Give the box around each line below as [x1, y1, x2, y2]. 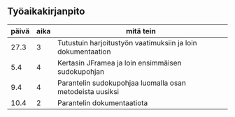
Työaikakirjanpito [7, 6, 85, 17]
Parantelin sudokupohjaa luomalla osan [57, 78, 187, 88]
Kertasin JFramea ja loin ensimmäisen [57, 58, 182, 68]
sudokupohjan [57, 66, 105, 76]
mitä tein [125, 26, 156, 36]
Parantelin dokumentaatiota [57, 97, 148, 107]
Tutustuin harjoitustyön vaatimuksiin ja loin [57, 38, 197, 47]
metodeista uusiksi [57, 86, 120, 96]
